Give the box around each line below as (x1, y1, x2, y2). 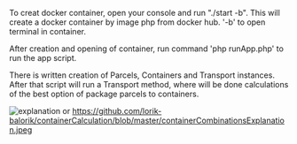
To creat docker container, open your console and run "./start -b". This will (9, 8, 281, 18)
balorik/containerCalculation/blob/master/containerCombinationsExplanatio (9, 115, 285, 125)
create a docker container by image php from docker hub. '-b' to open (9, 17, 266, 27)
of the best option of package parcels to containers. (9, 88, 199, 99)
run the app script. (9, 53, 77, 63)
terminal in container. (9, 27, 87, 36)
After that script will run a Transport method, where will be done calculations (9, 80, 289, 89)
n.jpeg (9, 125, 33, 135)
